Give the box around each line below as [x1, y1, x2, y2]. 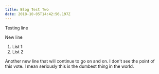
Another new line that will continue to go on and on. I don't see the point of [5, 58, 155, 64]
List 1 [12, 44, 23, 49]
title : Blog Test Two [5, 7, 49, 12]
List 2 [12, 49, 23, 55]
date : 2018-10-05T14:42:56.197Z [5, 12, 71, 16]
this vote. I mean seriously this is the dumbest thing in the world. [5, 63, 134, 69]
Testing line [5, 25, 28, 30]
